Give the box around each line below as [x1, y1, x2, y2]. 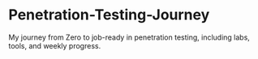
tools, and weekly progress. [8, 40, 101, 50]
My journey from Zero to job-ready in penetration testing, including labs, [8, 32, 250, 42]
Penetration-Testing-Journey [8, 6, 210, 24]
